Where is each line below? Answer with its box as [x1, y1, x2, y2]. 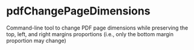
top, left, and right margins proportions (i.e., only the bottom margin [6, 30, 174, 37]
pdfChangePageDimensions [6, 4, 151, 18]
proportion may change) [6, 37, 66, 44]
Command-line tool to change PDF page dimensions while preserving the [6, 24, 189, 31]
